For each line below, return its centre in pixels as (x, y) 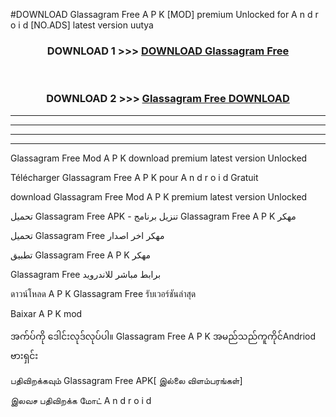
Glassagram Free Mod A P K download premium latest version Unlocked (159, 158)
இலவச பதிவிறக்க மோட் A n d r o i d (81, 400)
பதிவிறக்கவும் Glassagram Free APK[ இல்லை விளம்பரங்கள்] (126, 380)
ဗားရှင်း (24, 355)
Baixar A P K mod (46, 313)
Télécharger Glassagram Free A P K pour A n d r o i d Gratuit (134, 177)
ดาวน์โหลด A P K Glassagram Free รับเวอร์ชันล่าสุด (103, 293)
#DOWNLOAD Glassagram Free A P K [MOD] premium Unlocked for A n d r (164, 14)
